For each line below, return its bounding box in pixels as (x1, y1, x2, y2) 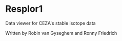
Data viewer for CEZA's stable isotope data (5, 20, 96, 26)
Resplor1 (5, 3, 43, 15)
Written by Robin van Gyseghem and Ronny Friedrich (5, 30, 117, 36)
